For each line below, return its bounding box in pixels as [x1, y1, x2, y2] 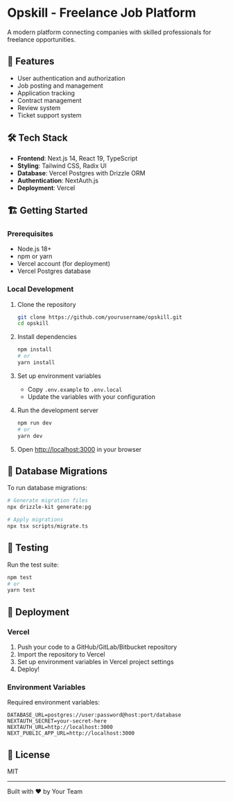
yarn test [7, 587, 36, 594]
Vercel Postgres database [17, 267, 92, 276]
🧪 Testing [7, 542, 49, 554]
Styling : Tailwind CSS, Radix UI [17, 162, 107, 170]
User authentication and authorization [17, 74, 126, 82]
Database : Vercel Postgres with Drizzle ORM [17, 168, 146, 177]
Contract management [17, 96, 82, 104]
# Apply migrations [7, 517, 64, 524]
